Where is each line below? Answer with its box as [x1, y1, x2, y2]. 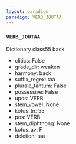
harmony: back [14, 69, 52, 77]
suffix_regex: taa [14, 76, 55, 83]
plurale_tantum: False [14, 82, 67, 89]
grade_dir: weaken [14, 63, 60, 70]
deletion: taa [14, 132, 45, 139]
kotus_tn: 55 [14, 107, 45, 114]
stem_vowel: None [14, 101, 60, 108]
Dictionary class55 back [6, 45, 65, 53]
